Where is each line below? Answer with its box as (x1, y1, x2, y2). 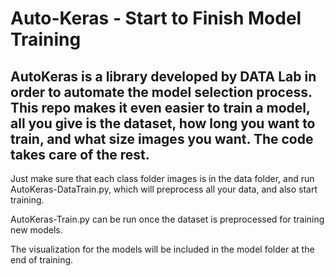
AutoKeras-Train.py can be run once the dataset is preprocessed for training (10, 213, 325, 225)
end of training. (10, 254, 74, 266)
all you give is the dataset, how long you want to (10, 115, 316, 132)
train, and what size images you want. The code (10, 130, 314, 147)
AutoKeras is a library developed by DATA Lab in (10, 68, 317, 85)
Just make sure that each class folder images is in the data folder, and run (10, 173, 315, 184)
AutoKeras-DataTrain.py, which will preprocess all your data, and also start (10, 183, 318, 195)
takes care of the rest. (10, 146, 150, 163)
